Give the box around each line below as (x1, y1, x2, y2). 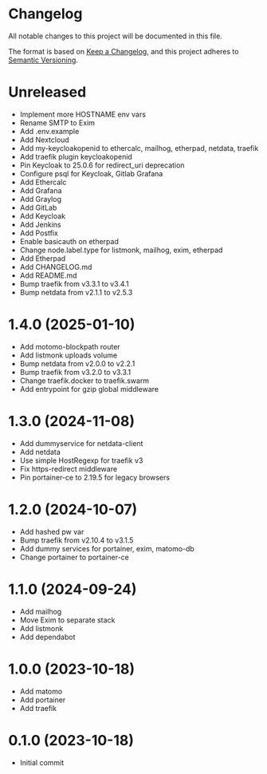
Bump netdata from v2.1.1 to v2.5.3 (19, 287, 133, 297)
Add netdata (19, 447, 61, 456)
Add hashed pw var (19, 527, 84, 536)
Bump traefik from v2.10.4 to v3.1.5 (19, 535, 134, 545)
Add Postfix (19, 228, 58, 238)
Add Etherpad (19, 253, 66, 263)
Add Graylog (19, 194, 62, 203)
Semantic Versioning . (8, 55, 78, 65)
